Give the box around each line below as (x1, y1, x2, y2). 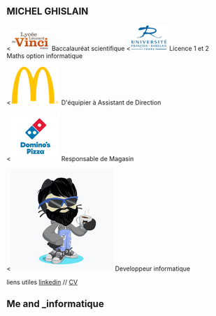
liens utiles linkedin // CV (6, 278, 78, 286)
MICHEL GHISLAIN (6, 6, 89, 17)
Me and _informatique (6, 298, 104, 310)
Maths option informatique (6, 52, 83, 60)
